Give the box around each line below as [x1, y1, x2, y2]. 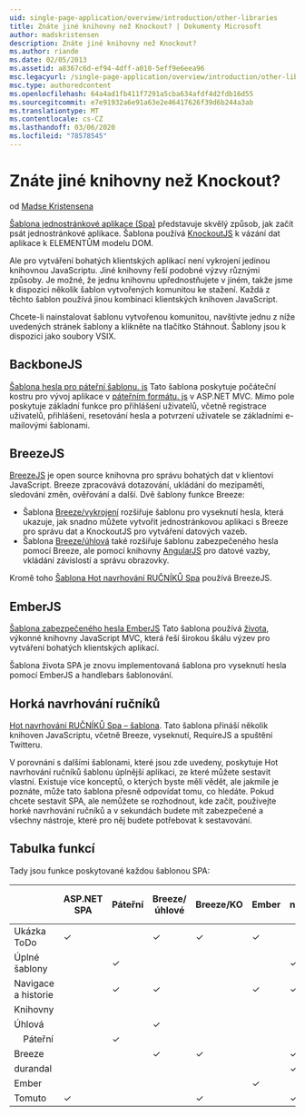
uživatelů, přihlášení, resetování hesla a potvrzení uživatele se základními [9, 410, 284, 420]
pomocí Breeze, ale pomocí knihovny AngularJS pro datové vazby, [22, 546, 271, 557]
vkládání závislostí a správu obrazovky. [22, 555, 170, 566]
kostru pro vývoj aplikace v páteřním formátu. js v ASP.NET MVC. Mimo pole [9, 390, 295, 401]
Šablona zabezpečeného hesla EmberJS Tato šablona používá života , [9, 623, 270, 634]
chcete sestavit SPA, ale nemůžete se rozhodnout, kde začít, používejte [9, 795, 277, 806]
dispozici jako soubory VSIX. [9, 331, 116, 341]
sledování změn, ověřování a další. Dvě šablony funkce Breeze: [9, 489, 245, 500]
